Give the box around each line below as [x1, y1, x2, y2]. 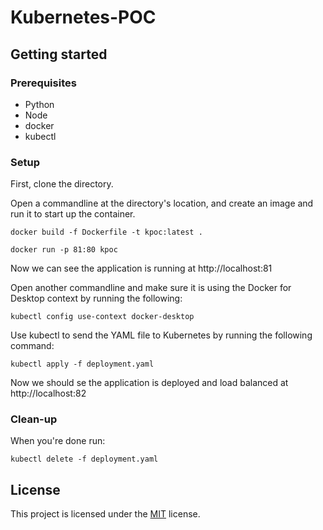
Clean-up [10, 412, 58, 426]
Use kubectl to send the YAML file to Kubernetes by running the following [10, 329, 313, 341]
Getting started [10, 46, 108, 63]
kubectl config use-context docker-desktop [10, 312, 195, 322]
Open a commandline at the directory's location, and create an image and [10, 197, 314, 210]
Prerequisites [10, 76, 77, 90]
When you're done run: [10, 435, 106, 447]
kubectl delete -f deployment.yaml [10, 454, 159, 465]
